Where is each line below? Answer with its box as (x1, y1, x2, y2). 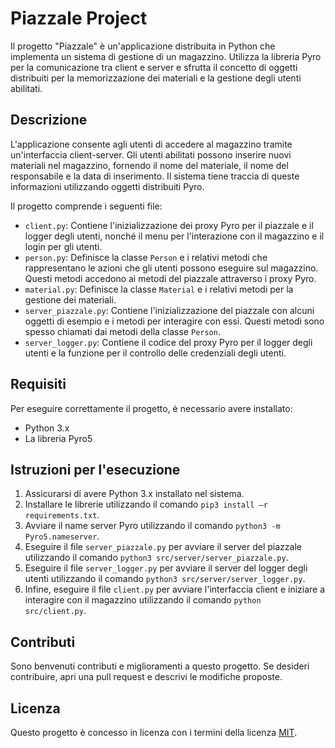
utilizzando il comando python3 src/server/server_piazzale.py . (24, 552, 289, 564)
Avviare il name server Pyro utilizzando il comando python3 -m (24, 520, 281, 532)
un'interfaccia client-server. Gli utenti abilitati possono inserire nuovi (10, 148, 292, 161)
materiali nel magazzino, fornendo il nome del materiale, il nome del (10, 159, 289, 171)
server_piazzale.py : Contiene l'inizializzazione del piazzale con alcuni (24, 304, 315, 316)
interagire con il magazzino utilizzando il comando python (24, 594, 262, 606)
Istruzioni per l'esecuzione (10, 461, 181, 478)
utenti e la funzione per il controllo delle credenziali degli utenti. (24, 347, 287, 359)
